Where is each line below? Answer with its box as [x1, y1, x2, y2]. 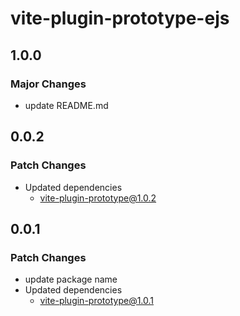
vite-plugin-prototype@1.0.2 [39, 192, 157, 204]
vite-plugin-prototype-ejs [10, 7, 230, 30]
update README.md [24, 99, 109, 111]
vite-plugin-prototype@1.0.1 [39, 295, 155, 307]
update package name [24, 273, 118, 286]
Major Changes [10, 77, 87, 91]
